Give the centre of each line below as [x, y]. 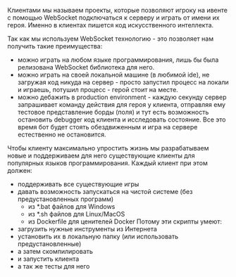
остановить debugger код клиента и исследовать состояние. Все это [122, 120]
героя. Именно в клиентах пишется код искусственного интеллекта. [111, 25]
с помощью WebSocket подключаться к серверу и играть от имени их [113, 18]
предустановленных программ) [66, 199]
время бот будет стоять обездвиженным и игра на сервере [107, 127]
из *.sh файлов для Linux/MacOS [76, 214]
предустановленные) [49, 244]
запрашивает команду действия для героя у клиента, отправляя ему [122, 104]
